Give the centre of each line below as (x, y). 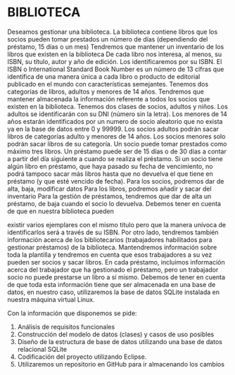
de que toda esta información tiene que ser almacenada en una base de (112, 284)
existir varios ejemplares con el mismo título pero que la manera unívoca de (117, 224)
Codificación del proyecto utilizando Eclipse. (82, 357)
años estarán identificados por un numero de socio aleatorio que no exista (115, 121)
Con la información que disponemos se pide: (72, 313)
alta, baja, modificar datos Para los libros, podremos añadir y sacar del (110, 189)
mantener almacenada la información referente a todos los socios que (109, 98)
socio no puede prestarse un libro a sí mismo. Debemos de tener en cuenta (116, 277)
